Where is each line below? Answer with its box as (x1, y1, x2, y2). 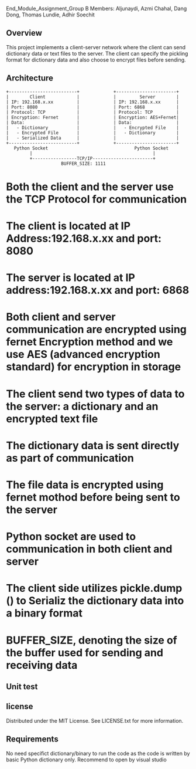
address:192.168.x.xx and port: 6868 (6, 284, 190, 297)
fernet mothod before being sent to (6, 490, 180, 504)
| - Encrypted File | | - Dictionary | (6, 130, 180, 135)
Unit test (6, 682, 38, 692)
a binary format (6, 607, 83, 620)
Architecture (6, 73, 54, 83)
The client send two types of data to (6, 387, 185, 401)
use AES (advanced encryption (6, 348, 161, 361)
